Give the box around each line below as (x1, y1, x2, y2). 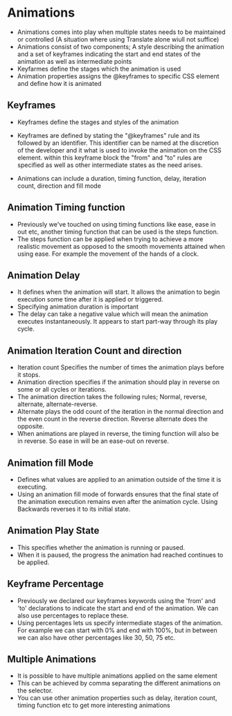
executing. (17, 483, 48, 491)
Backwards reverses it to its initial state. (17, 505, 131, 513)
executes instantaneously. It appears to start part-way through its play (17, 317, 218, 326)
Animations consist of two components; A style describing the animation (17, 42, 224, 51)
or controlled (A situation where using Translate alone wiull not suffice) (17, 35, 220, 43)
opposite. (17, 422, 45, 430)
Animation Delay (7, 269, 80, 281)
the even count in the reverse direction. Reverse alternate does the (17, 414, 208, 424)
